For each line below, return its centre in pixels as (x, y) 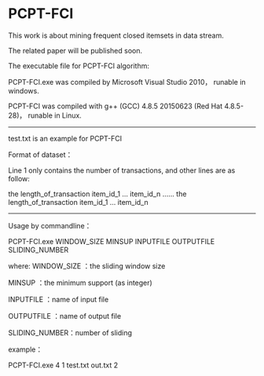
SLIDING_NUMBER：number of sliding (70, 332)
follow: (19, 178)
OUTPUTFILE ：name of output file (65, 316)
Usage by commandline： (50, 225)
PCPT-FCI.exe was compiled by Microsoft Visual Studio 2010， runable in (127, 82)
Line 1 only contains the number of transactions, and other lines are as (122, 170)
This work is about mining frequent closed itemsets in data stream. (116, 35)
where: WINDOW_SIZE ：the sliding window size (87, 266)
